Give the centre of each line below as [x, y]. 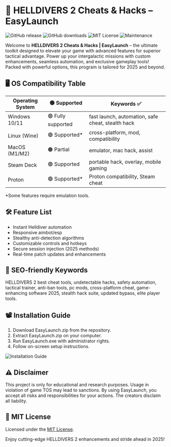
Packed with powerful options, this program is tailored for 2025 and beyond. [85, 67]
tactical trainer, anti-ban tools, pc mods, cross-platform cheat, [70, 288]
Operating [25, 101]
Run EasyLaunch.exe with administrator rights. [61, 341]
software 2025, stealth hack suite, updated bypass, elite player [94, 293]
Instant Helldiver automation [42, 227]
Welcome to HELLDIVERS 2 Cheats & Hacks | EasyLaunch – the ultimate [81, 45]
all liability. [16, 401]
